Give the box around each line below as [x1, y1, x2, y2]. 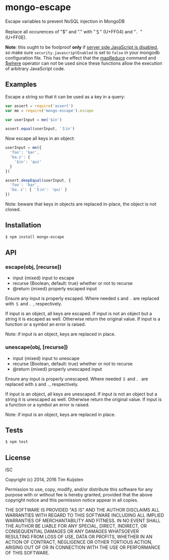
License [5, 453, 31, 462]
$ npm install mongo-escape [5, 234, 65, 239]
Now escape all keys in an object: [5, 135, 75, 141]
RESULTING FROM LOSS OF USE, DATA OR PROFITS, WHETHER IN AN [5, 534, 153, 540]
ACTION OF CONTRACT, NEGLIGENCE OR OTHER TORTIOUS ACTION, [5, 539, 153, 545]
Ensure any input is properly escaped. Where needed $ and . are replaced [5, 295, 160, 301]
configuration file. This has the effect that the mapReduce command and [5, 55, 156, 61]
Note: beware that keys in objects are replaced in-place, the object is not [5, 201, 156, 207]
